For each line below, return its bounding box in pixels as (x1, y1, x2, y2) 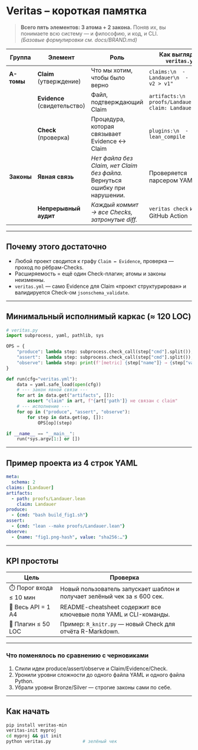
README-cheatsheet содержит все (60, 603, 161, 611)
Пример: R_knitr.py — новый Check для (60, 620, 176, 628)
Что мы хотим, (91, 66, 133, 74)
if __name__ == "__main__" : (6, 430, 75, 437)
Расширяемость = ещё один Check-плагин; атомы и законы (14, 270, 166, 277)
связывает (91, 129, 121, 138)
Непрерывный (37, 204, 81, 212)
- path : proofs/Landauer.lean (11, 495, 85, 502)
